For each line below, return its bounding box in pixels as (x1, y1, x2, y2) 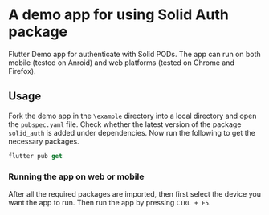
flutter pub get (8, 152, 63, 160)
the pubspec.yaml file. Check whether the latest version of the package (8, 119, 242, 129)
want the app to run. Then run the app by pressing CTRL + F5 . (8, 197, 211, 207)
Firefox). (8, 66, 36, 75)
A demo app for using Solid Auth (8, 6, 229, 24)
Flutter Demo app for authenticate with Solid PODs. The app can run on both (8, 49, 261, 59)
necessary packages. (8, 136, 79, 146)
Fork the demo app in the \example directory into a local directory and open (8, 111, 257, 120)
